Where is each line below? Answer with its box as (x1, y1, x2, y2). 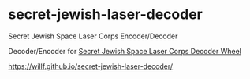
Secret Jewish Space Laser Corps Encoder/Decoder (8, 31, 178, 41)
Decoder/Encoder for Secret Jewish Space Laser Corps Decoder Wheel (8, 46, 242, 56)
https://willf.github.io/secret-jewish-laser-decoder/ (8, 61, 174, 71)
